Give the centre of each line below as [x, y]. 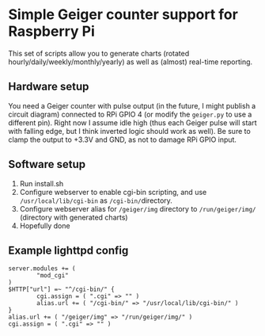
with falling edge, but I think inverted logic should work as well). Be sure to [129, 131]
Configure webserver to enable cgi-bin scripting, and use [113, 192]
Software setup [47, 164]
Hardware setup [49, 87]
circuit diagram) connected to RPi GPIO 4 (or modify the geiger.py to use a [130, 114]
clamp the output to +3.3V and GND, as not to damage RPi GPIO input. [123, 139]
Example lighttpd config [68, 250]
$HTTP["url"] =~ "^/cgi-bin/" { [61, 290]
